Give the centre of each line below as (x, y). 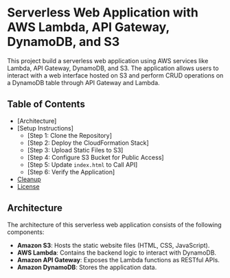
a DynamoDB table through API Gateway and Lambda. (83, 82)
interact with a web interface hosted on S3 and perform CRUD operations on (115, 75)
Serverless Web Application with (103, 13)
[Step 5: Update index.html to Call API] (82, 164)
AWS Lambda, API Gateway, (88, 27)
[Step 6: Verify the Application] (71, 172)
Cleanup (29, 179)
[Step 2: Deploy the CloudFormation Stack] (88, 143)
